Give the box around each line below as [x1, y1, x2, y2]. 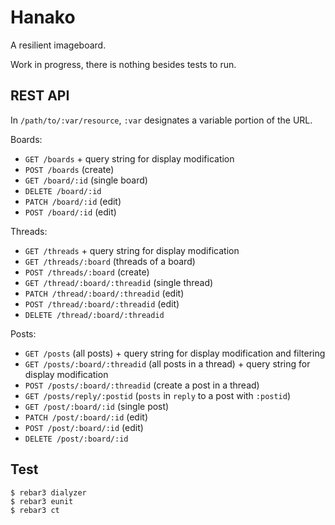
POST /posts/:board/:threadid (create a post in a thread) [24, 379, 260, 391]
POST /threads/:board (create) [24, 266, 150, 278]
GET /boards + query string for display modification [24, 152, 235, 165]
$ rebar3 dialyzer [10, 487, 87, 498]
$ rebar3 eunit [10, 496, 74, 506]
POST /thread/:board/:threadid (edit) [24, 297, 180, 310]
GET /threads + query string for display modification [24, 244, 240, 256]
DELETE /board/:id [24, 186, 102, 196]
